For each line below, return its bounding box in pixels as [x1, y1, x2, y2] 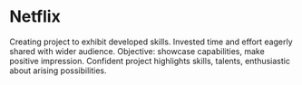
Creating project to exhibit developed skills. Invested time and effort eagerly [9, 36, 293, 47]
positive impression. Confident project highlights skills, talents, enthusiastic [9, 55, 290, 66]
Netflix [9, 6, 61, 27]
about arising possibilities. [9, 65, 107, 76]
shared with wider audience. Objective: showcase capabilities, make [9, 45, 265, 56]
